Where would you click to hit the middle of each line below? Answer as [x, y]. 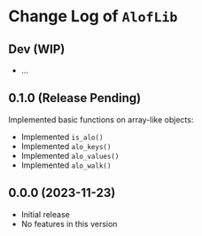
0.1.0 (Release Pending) [75, 98]
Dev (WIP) [37, 49]
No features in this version [69, 224]
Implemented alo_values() [70, 155]
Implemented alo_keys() [66, 146]
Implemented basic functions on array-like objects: [101, 119]
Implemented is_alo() [62, 137]
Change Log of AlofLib [93, 16]
